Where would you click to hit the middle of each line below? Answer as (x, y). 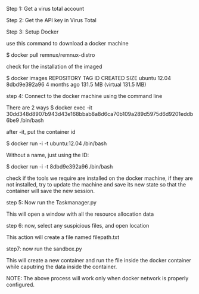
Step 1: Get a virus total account (45, 9)
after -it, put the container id (41, 132)
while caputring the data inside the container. (62, 267)
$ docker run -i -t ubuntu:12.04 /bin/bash (57, 143)
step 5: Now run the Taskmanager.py (52, 202)
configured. (20, 284)
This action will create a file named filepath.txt (63, 237)
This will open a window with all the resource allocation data (80, 214)
